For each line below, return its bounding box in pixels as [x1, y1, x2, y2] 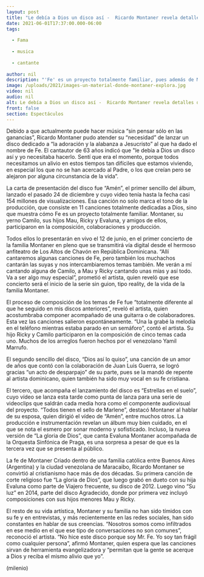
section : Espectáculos [6, 111, 64, 117]
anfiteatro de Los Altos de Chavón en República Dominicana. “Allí [6, 248, 169, 256]
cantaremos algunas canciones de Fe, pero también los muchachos [6, 254, 175, 262]
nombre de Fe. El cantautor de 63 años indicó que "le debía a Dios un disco [6, 147, 195, 154]
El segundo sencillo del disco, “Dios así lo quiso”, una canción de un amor [6, 355, 191, 363]
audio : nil [6, 94, 34, 100]
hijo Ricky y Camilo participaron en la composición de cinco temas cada [6, 331, 186, 338]
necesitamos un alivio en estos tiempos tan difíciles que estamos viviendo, [6, 159, 193, 167]
